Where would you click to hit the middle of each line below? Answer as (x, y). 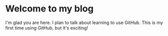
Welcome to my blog (49, 9)
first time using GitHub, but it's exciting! (47, 27)
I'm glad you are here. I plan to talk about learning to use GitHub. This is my (84, 22)
